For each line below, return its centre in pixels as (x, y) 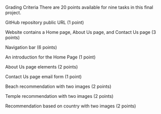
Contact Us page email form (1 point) (43, 77)
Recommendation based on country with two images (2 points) (71, 106)
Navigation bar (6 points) (31, 47)
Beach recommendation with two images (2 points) (58, 86)
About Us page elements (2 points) (42, 67)
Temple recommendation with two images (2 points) (59, 96)
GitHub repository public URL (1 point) (45, 22)
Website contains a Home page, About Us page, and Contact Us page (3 (81, 32)
